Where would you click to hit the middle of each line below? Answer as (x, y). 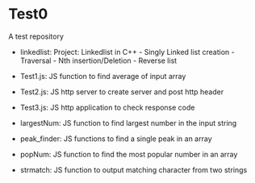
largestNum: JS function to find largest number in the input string (128, 123)
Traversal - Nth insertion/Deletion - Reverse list (98, 60)
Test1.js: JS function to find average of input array (103, 76)
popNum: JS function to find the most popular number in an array (129, 154)
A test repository (36, 36)
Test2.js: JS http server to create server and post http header (122, 91)
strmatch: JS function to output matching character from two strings (134, 169)
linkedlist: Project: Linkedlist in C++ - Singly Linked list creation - (127, 52)
